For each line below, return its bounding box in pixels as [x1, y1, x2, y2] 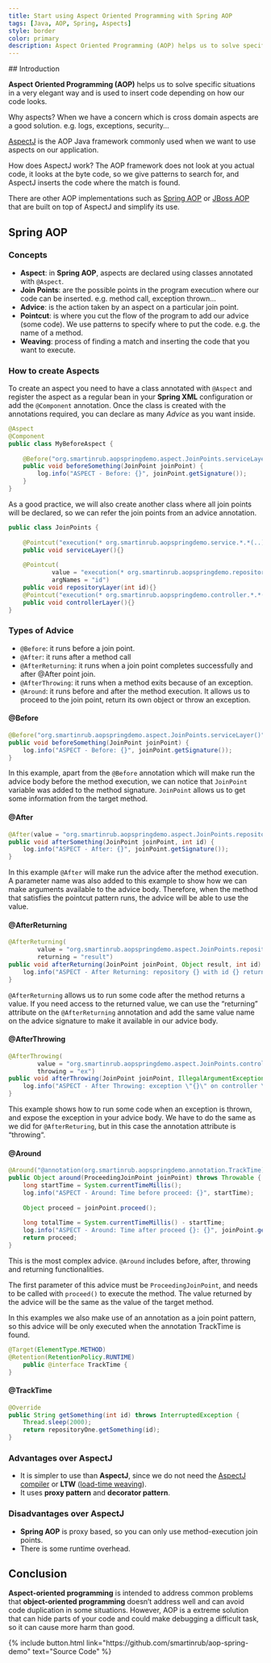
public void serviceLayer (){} [23, 546, 125, 554]
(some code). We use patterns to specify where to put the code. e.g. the [19, 319, 261, 329]
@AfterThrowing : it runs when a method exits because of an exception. [19, 677, 253, 687]
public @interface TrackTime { [23, 1361, 128, 1369]
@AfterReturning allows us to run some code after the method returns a [8, 990, 245, 1000]
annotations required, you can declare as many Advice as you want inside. [8, 409, 256, 419]
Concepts [8, 249, 48, 260]
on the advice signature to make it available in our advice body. [8, 1015, 219, 1025]
